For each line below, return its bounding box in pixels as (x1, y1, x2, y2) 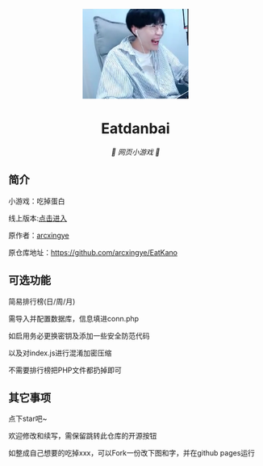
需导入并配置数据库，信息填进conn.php (8, 313, 140, 323)
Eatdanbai (100, 120, 171, 138)
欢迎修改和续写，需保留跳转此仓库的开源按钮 (8, 431, 157, 441)
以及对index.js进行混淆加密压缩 (8, 348, 112, 358)
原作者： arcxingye (8, 230, 70, 240)
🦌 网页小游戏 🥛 (111, 147, 161, 157)
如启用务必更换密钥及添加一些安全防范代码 (8, 330, 150, 340)
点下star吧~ (8, 414, 48, 424)
